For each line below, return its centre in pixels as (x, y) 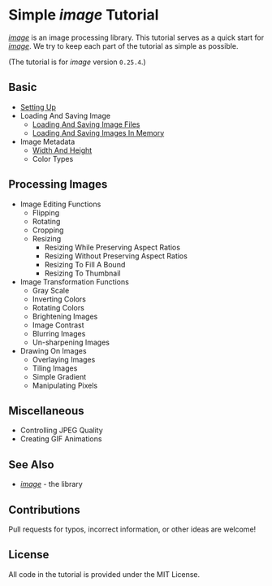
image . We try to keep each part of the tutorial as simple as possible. (123, 46)
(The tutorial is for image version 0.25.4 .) (77, 62)
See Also (31, 464)
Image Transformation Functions (75, 281)
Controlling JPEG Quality (61, 430)
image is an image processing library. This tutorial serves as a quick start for (136, 37)
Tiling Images (55, 368)
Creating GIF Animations (61, 439)
